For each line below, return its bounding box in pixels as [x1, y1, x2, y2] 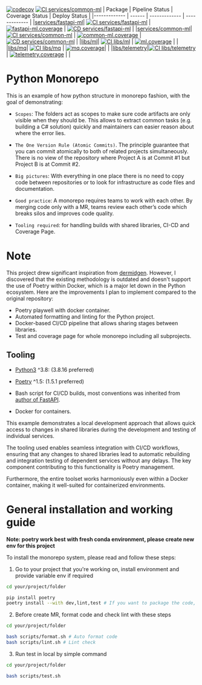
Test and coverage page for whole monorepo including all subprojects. [15, 332, 192, 339]
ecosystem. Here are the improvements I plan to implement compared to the [6, 288, 197, 296]
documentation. [15, 185, 54, 192]
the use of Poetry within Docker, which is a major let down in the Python [6, 282, 186, 289]
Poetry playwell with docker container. [15, 306, 111, 314]
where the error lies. [15, 129, 66, 136]
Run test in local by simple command [15, 650, 107, 657]
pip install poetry [6, 594, 56, 601]
